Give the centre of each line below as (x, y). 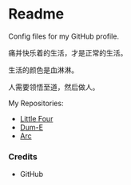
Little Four (36, 118)
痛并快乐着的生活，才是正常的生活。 (68, 52)
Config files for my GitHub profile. (64, 36)
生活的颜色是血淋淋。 (43, 70)
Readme (36, 14)
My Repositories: (36, 103)
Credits (23, 156)
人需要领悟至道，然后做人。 (54, 87)
